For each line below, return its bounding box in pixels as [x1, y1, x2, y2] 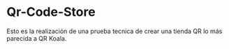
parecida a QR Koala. [6, 34, 67, 42]
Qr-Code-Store [6, 4, 96, 20]
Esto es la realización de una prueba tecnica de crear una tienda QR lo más [6, 27, 223, 35]
